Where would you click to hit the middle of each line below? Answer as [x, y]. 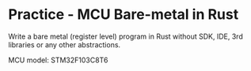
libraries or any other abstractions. [65, 44]
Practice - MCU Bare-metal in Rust [124, 15]
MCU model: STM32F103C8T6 [58, 60]
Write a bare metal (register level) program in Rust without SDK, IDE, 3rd [125, 36]
